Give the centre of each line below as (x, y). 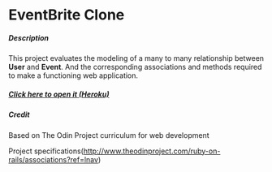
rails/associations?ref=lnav (54, 159)
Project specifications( (46, 151)
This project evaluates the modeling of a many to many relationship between (136, 58)
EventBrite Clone (67, 15)
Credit (19, 114)
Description (29, 37)
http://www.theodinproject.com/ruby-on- (152, 151)
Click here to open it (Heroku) (59, 94)
